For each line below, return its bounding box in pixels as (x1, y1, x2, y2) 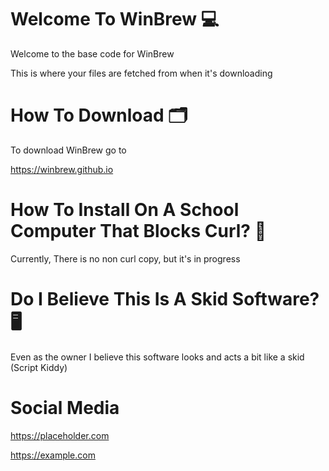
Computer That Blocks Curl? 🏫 (10, 220, 267, 243)
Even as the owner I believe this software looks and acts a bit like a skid (10, 351, 305, 363)
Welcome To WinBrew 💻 (10, 8, 220, 31)
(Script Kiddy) (10, 361, 68, 373)
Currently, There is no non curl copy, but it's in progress (10, 252, 241, 265)
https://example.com (10, 449, 96, 461)
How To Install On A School (10, 199, 240, 221)
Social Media (10, 396, 120, 419)
